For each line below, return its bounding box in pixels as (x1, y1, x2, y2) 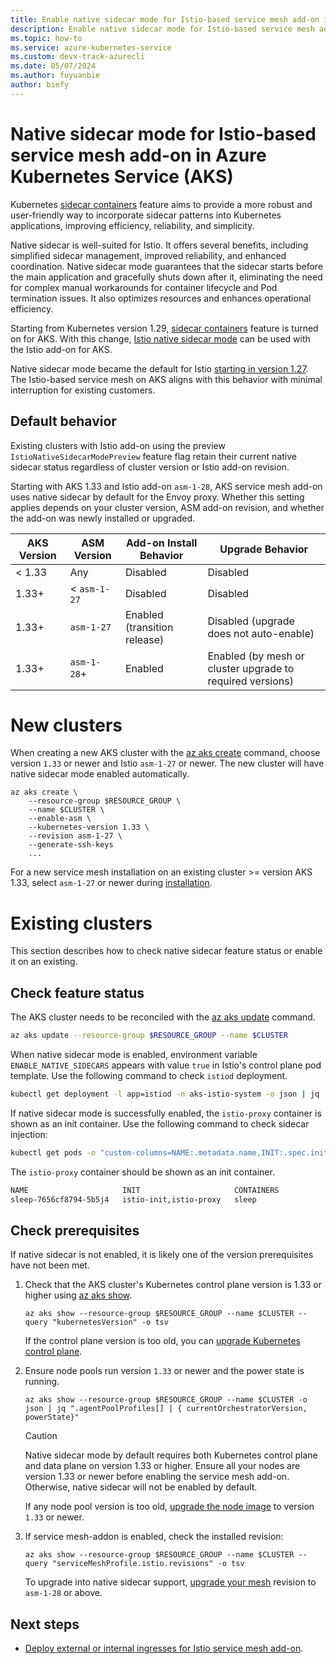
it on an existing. (10, 956, 78, 968)
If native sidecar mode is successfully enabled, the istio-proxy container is (10, 1107, 322, 1119)
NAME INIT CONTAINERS (10, 1185, 280, 1195)
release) (124, 632, 165, 646)
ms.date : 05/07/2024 (10, 61, 97, 71)
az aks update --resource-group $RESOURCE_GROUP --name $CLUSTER (10, 1031, 288, 1041)
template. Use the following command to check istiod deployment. (10, 1070, 288, 1082)
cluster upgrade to (207, 661, 295, 675)
